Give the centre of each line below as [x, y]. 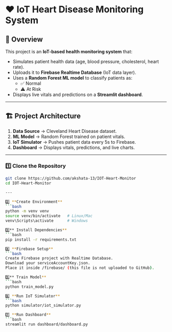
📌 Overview [24, 39]
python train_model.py [29, 287]
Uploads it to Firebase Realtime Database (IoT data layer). [74, 72]
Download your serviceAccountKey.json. [48, 263]
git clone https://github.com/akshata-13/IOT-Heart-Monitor [71, 179]
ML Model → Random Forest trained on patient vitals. [69, 136]
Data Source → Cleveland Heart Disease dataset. [64, 131]
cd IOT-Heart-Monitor [28, 183]
